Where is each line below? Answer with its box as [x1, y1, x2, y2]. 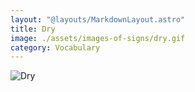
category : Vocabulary [10, 42, 101, 53]
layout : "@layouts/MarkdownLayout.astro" [10, 14, 186, 25]
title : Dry [10, 24, 56, 34]
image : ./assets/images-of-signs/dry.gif [10, 33, 186, 43]
